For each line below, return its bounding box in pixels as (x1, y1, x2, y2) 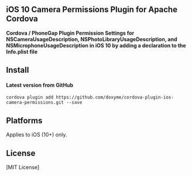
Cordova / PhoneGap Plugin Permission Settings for (6, 29, 135, 36)
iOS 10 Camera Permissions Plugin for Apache (6, 5, 177, 15)
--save (66, 100, 83, 106)
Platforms (6, 116, 43, 126)
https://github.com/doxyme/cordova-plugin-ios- (56, 94, 174, 100)
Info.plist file (6, 48, 38, 55)
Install (6, 65, 29, 75)
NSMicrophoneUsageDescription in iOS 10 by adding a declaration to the (6, 42, 186, 49)
